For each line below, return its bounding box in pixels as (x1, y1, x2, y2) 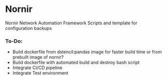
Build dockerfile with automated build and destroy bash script (12, 60, 140, 66)
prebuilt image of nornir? (12, 54, 64, 60)
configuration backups (5, 25, 52, 31)
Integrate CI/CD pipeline (12, 65, 63, 71)
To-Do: (5, 37, 23, 44)
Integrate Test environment (12, 70, 69, 76)
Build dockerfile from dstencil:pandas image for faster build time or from (12, 49, 162, 55)
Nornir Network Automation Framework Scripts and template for (5, 20, 138, 26)
